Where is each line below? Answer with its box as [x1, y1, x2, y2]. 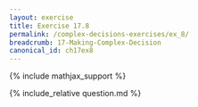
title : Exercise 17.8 [9, 21, 90, 30]
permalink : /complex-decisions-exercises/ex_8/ [9, 29, 190, 38]
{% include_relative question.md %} [9, 88, 142, 99]
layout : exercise [9, 12, 74, 22]
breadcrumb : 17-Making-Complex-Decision [9, 37, 162, 47]
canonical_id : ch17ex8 [9, 46, 94, 55]
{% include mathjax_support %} [9, 70, 127, 81]
